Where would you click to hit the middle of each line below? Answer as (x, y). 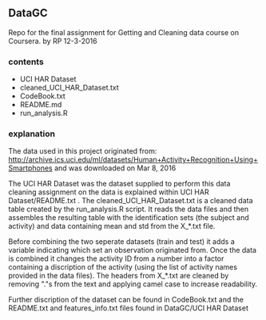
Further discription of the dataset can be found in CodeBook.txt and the (126, 300)
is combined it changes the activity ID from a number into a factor (116, 258)
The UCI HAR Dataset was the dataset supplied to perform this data (119, 184)
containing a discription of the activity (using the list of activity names (123, 267)
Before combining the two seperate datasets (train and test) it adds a (121, 242)
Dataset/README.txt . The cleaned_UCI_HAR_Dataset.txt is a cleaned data (131, 201)
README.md (41, 105)
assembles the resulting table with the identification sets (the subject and (129, 218)
